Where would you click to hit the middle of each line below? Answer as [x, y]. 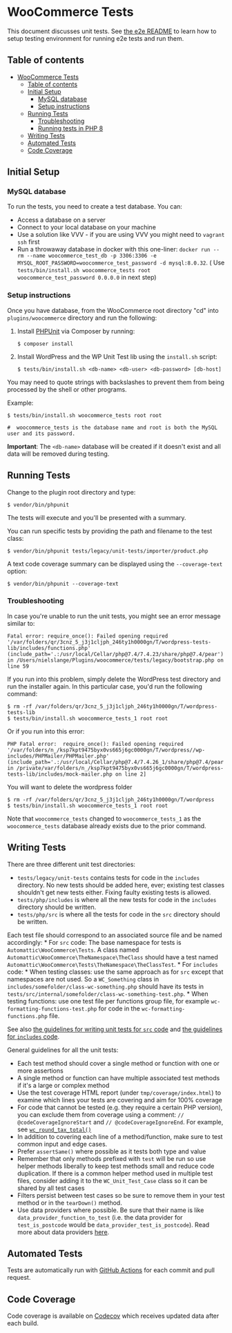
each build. [23, 1323]
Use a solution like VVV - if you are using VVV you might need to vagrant [121, 235]
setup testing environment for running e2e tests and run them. [96, 38]
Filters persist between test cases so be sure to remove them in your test [121, 1195]
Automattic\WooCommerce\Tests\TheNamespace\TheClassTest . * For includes [113, 964]
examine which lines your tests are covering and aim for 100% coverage [120, 1100]
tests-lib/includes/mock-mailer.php [60, 774]
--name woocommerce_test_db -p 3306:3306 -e [91, 256]
